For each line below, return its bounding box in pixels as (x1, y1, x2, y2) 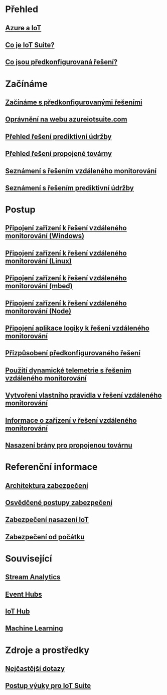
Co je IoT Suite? (5, 40, 55, 49)
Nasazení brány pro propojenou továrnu (5, 441, 133, 450)
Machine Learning (5, 624, 64, 633)
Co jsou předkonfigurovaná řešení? (5, 58, 118, 67)
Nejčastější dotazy (5, 664, 65, 673)
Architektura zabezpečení (5, 481, 89, 490)
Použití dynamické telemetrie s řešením (5, 366, 132, 374)
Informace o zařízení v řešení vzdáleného (5, 416, 137, 424)
